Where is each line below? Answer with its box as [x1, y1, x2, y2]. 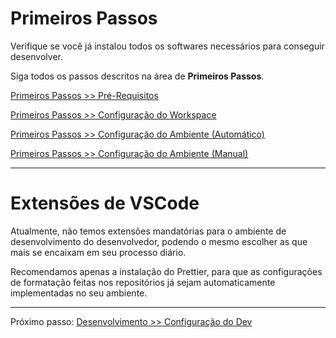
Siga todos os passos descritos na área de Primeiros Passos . [10, 70, 265, 82]
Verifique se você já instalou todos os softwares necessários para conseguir [10, 40, 325, 52]
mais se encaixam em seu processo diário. [10, 246, 187, 258]
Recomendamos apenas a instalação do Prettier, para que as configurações [10, 265, 323, 277]
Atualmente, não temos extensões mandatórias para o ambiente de [10, 225, 287, 237]
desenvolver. [10, 50, 63, 62]
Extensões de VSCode [10, 192, 200, 215]
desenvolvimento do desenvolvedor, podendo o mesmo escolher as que [10, 235, 308, 247]
